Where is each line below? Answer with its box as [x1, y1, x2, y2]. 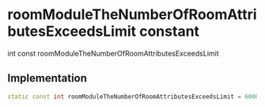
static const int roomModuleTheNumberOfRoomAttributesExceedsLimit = [7, 93, 242, 101]
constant [138, 22, 199, 40]
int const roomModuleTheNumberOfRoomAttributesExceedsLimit [7, 48, 219, 58]
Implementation [7, 71, 88, 85]
